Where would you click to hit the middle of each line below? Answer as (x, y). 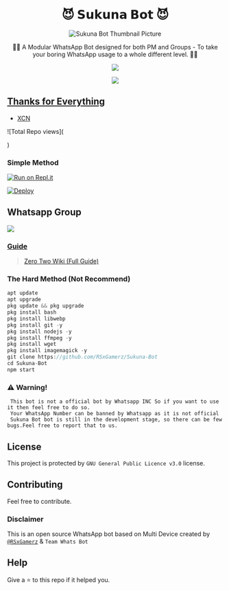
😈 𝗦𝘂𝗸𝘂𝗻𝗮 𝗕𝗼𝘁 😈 (115, 15)
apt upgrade (24, 300)
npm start (21, 370)
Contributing (35, 485)
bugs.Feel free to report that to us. (62, 426)
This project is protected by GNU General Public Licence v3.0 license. (106, 463)
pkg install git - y (35, 325)
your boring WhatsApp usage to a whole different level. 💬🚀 (115, 54)
